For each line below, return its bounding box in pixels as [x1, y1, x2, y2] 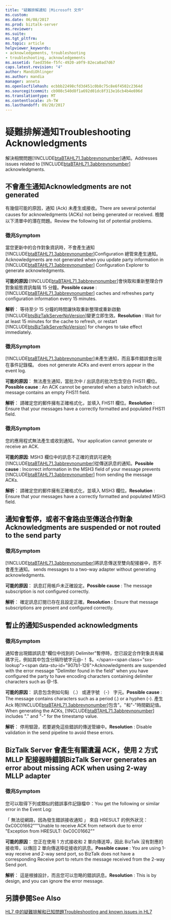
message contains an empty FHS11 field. [5, 390, 90, 396]
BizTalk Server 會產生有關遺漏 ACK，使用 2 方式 [5, 745, 158, 754]
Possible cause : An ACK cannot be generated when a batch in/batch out [5, 384, 160, 390]
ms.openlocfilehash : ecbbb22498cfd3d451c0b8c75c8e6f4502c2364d [5, 83, 143, 89]
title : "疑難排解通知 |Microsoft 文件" [5, 7, 84, 13]
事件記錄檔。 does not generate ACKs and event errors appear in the [9, 362, 155, 368]
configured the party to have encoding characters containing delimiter [5, 673, 153, 679]
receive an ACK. [5, 443, 39, 450]
